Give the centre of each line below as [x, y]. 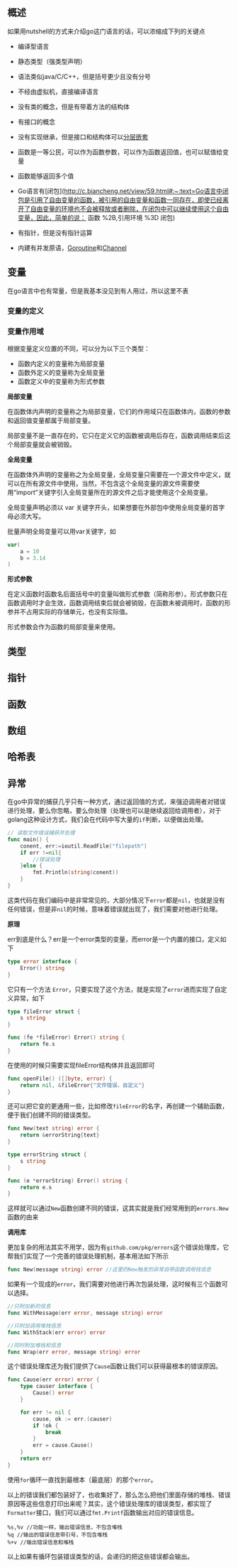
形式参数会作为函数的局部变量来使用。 [63, 627]
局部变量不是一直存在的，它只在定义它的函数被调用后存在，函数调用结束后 [116, 435]
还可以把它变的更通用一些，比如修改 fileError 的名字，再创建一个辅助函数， [118, 1106]
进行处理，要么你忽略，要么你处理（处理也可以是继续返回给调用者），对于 [114, 811]
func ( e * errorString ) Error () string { [68, 1181]
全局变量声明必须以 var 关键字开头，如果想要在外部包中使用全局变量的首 [113, 507]
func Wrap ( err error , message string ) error [74, 1352]
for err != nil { [46, 1412]
